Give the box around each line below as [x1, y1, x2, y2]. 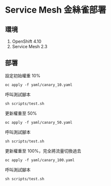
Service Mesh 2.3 [12, 44, 48, 49]
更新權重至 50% [5, 110, 37, 116]
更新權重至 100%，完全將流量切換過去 [5, 148, 81, 153]
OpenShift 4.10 [12, 38, 42, 44]
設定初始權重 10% [5, 72, 41, 78]
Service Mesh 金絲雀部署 [5, 4, 107, 16]
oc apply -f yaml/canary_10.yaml [5, 82, 73, 87]
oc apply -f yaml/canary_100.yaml [5, 157, 75, 163]
